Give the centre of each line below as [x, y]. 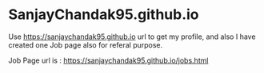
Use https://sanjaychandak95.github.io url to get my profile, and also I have [132, 36]
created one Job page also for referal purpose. [86, 44]
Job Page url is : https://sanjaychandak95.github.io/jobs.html [108, 60]
